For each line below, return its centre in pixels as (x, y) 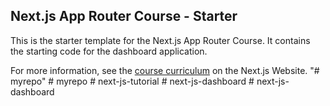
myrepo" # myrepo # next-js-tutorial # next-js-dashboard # (132, 81)
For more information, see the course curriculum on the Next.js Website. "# (165, 70)
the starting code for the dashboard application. (109, 51)
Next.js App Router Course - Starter (124, 16)
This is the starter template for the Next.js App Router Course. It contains (160, 40)
